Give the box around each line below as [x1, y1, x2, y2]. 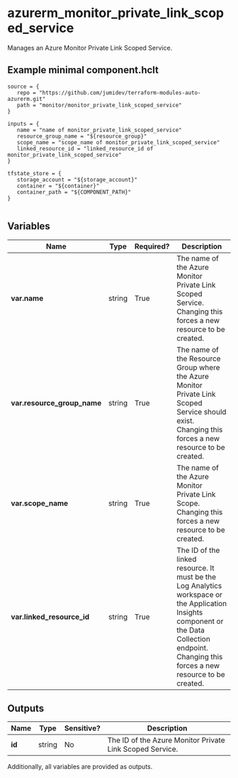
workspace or [176, 589, 223, 599]
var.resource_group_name [11, 398, 102, 407]
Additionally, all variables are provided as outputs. [7, 762, 153, 771]
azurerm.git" [7, 95, 46, 102]
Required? [134, 241, 170, 251]
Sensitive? [64, 723, 101, 733]
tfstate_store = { [7, 170, 62, 177]
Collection [176, 634, 210, 644]
